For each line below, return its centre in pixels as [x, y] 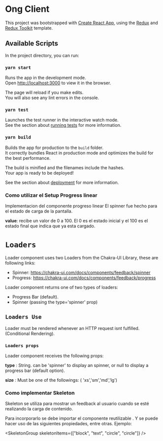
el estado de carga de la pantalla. [39, 211]
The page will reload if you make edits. [44, 93]
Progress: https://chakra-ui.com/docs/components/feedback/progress [84, 278]
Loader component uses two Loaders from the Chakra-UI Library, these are [82, 257]
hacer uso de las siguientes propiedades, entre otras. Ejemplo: [68, 424]
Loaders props [22, 346]
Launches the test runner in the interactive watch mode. [62, 120]
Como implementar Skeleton [40, 393]
